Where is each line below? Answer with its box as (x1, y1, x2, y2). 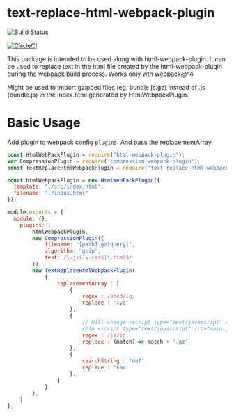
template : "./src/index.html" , (13, 183, 104, 191)
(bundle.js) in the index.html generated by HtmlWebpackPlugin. (7, 90, 189, 99)
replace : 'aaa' (81, 364, 130, 371)
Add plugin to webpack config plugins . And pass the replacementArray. (7, 138, 214, 146)
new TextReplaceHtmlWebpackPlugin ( (32, 266, 136, 274)
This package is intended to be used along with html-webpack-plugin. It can (7, 54, 226, 63)
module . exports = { (7, 209, 64, 216)
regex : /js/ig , (81, 332, 130, 339)
